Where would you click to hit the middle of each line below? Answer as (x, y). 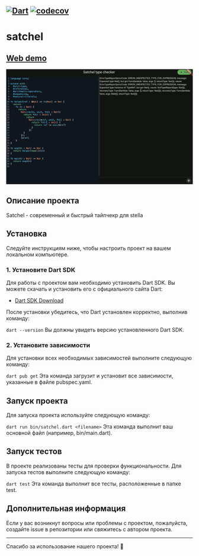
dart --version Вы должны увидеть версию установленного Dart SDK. (95, 329)
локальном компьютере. (38, 254)
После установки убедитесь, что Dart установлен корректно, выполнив (97, 312)
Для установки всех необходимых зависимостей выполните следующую (99, 358)
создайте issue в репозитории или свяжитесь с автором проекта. (89, 529)
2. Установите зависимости (48, 345)
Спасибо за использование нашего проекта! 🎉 (65, 546)
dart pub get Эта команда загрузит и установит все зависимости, (90, 376)
